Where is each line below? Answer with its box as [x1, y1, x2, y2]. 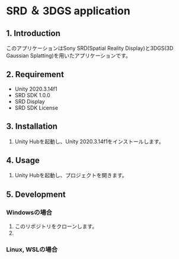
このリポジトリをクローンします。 [14, 223, 98, 230]
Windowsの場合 [6, 208, 52, 216]
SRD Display [14, 98, 46, 105]
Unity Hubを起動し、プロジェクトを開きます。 [14, 172, 127, 179]
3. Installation [6, 121, 58, 132]
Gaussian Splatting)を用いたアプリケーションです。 [6, 52, 132, 59]
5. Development [6, 189, 66, 199]
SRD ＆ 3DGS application [6, 4, 130, 18]
